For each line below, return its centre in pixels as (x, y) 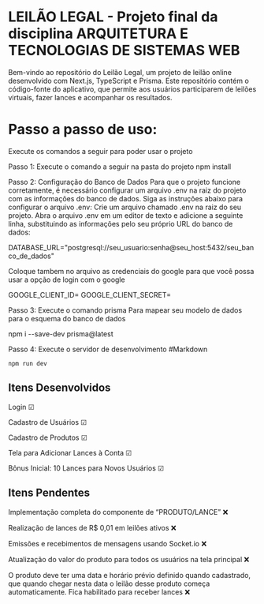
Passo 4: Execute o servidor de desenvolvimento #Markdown (108, 349)
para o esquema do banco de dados (67, 318)
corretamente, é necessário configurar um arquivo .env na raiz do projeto (127, 190)
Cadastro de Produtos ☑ (48, 437)
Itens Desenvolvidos (59, 388)
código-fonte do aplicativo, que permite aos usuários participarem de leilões (132, 89)
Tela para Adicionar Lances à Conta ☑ (70, 452)
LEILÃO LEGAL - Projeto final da (113, 17)
